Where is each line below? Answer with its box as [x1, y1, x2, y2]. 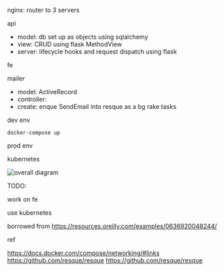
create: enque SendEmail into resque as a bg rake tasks [17, 103, 177, 110]
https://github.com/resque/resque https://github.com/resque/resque [7, 256, 203, 264]
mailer [7, 74, 26, 82]
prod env [7, 141, 33, 150]
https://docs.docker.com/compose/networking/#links [7, 249, 160, 257]
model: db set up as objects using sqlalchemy [17, 33, 148, 41]
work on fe [7, 195, 38, 203]
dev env [7, 116, 31, 124]
